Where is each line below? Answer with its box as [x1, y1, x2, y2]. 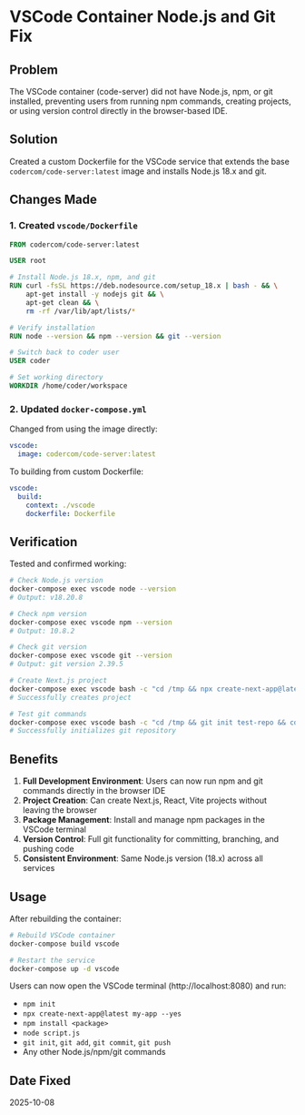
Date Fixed [9, 1072, 71, 1089]
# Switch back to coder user [9, 348, 120, 357]
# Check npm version [9, 609, 88, 618]
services [22, 863, 55, 874]
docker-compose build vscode [9, 939, 120, 948]
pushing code [22, 844, 74, 855]
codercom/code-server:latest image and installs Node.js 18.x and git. [9, 166, 268, 177]
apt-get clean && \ [25, 298, 100, 307]
